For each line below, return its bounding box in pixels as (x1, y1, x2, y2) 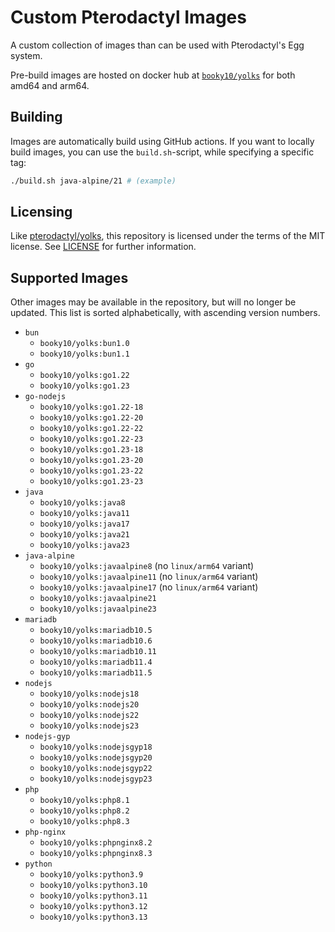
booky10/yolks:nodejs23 (39, 721, 140, 731)
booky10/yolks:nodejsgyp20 (39, 753, 153, 763)
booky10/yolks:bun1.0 (39, 339, 130, 349)
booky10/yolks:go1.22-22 (39, 424, 144, 434)
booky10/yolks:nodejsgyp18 (39, 742, 153, 753)
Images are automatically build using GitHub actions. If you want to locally (10, 135, 315, 147)
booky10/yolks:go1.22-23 (39, 434, 144, 445)
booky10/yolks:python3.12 (39, 902, 148, 912)
